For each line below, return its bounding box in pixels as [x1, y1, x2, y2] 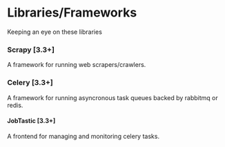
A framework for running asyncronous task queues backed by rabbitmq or [7, 93, 219, 101]
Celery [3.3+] [7, 78, 53, 88]
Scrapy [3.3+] [7, 45, 55, 55]
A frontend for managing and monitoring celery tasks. [7, 132, 160, 140]
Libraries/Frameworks [7, 5, 137, 21]
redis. [7, 101, 23, 109]
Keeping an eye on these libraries [7, 28, 102, 36]
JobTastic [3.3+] [7, 117, 56, 125]
